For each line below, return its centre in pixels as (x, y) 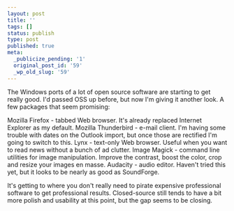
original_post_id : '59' (48, 65)
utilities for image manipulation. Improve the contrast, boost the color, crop (115, 157)
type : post (23, 40)
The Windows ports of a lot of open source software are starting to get (109, 92)
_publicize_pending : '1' (50, 59)
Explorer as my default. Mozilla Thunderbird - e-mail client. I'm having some (116, 127)
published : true (31, 46)
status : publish (31, 33)
